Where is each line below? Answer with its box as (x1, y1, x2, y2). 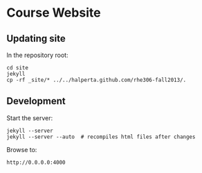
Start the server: (6, 113, 53, 122)
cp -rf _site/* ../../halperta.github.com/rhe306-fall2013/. (6, 76, 187, 83)
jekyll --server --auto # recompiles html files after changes (6, 133, 196, 140)
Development (6, 95, 66, 107)
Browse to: (6, 145, 37, 154)
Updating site (6, 33, 66, 44)
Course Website (6, 5, 101, 21)
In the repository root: (6, 51, 68, 59)
